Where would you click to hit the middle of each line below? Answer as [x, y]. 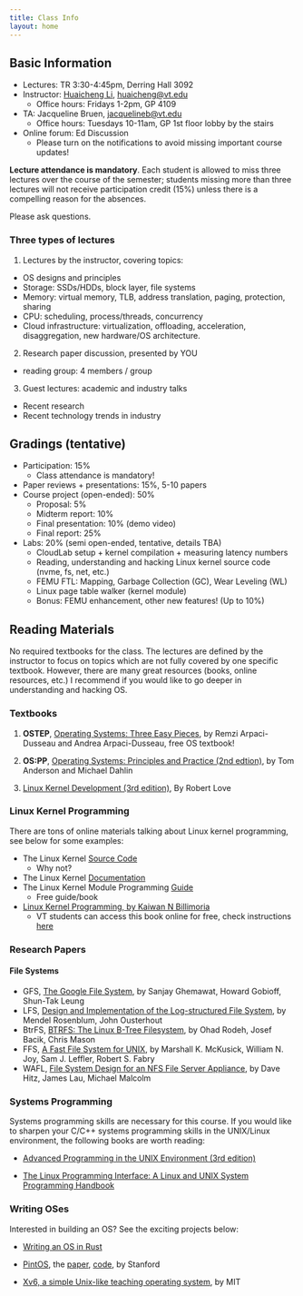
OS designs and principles [72, 277]
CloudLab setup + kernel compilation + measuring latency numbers [162, 553]
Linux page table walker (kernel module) [112, 591]
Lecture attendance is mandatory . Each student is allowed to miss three [145, 170]
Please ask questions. [50, 217]
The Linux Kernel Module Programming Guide [108, 887]
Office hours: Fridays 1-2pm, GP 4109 [106, 104]
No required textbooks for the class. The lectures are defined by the [137, 651]
